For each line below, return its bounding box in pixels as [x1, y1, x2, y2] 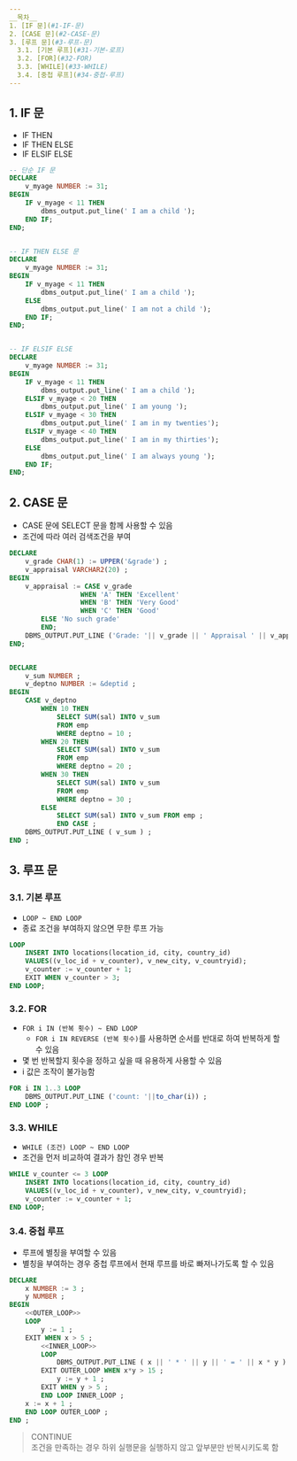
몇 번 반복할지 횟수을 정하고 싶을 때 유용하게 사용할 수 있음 [21, 1055, 223, 1066]
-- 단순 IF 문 [9, 166, 56, 174]
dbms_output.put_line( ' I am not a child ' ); [41, 305, 212, 313]
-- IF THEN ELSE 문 [9, 247, 80, 256]
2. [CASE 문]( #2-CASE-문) [9, 29, 102, 38]
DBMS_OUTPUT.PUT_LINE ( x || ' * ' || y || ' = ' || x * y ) [56, 1358, 287, 1367]
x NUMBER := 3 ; [25, 1284, 86, 1293]
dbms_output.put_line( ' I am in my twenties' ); [41, 419, 219, 428]
